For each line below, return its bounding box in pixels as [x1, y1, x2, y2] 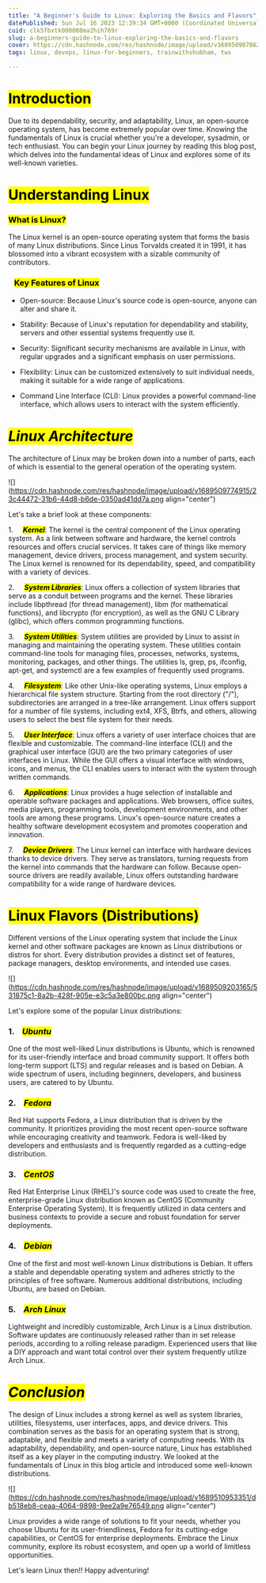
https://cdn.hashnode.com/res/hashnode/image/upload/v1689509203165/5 [10, 982, 258, 991]
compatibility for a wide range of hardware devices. [8, 878, 177, 888]
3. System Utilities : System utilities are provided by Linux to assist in [8, 631, 240, 641]
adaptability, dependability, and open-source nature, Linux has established [8, 1443, 252, 1454]
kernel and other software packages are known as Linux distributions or [8, 941, 243, 951]
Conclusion [8, 1384, 85, 1402]
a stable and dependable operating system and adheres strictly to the [8, 1267, 235, 1276]
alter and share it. [19, 303, 78, 314]
